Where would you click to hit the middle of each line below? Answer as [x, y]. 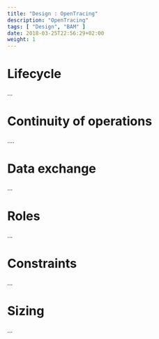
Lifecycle [34, 74]
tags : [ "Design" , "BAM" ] [46, 26]
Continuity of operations [79, 121]
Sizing [26, 311]
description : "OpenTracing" [48, 20]
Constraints [42, 263]
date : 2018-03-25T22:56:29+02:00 [56, 33]
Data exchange [52, 169]
